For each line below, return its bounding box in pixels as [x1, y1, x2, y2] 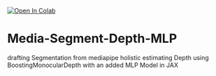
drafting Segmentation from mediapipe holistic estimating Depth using [7, 53, 210, 61]
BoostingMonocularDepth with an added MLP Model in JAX [7, 61, 178, 69]
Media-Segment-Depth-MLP [7, 31, 178, 46]
